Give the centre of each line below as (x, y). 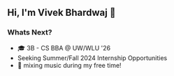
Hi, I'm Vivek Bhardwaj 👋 (61, 13)
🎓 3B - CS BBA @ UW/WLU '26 (64, 48)
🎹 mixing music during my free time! (69, 65)
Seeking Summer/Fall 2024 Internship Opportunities (92, 58)
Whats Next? (30, 32)
